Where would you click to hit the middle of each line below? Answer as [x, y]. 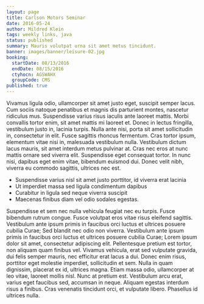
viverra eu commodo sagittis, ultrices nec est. [64, 168]
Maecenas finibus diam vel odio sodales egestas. [77, 199]
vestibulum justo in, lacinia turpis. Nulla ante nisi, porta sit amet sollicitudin [100, 129]
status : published [30, 40]
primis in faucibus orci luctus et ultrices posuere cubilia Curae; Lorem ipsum [102, 237]
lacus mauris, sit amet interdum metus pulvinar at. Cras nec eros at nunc [97, 148]
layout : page [23, 12]
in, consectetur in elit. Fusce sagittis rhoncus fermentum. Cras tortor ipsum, [101, 136]
